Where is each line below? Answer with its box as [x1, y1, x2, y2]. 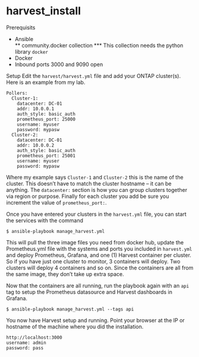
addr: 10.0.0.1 [17, 105, 55, 111]
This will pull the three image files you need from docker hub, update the [6, 238, 184, 246]
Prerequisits [6, 24, 36, 31]
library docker [14, 48, 49, 55]
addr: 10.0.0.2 [17, 142, 55, 148]
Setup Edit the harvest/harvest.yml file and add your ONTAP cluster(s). [6, 72, 181, 79]
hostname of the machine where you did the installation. [6, 323, 144, 330]
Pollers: [6, 90, 28, 96]
